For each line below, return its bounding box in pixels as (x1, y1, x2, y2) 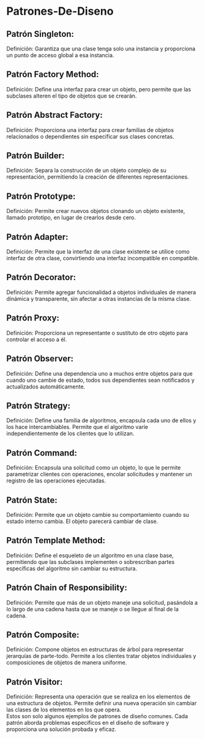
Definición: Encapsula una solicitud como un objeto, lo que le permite (6, 464, 181, 471)
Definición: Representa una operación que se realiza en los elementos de (6, 693, 191, 700)
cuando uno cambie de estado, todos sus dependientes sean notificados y (6, 376, 195, 384)
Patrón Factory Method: (6, 69, 99, 80)
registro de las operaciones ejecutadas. (6, 477, 106, 484)
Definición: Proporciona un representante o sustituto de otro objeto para (6, 329, 188, 336)
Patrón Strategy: (6, 400, 71, 411)
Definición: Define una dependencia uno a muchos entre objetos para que (6, 369, 193, 377)
